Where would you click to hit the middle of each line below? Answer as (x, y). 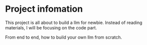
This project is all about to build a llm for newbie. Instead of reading (74, 22)
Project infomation (44, 9)
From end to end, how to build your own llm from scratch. (64, 37)
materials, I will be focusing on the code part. (51, 27)
